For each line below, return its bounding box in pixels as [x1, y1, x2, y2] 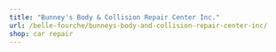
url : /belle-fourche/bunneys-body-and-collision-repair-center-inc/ [9, 21, 268, 30]
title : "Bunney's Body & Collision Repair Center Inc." [9, 12, 220, 22]
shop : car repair [9, 29, 74, 38]
